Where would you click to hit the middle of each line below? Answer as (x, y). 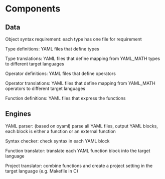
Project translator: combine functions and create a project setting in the (79, 165)
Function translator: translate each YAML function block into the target (78, 150)
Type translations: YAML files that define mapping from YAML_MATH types (83, 58)
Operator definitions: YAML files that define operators (61, 73)
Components (33, 9)
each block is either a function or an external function (61, 131)
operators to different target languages (45, 88)
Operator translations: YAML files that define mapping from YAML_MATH (80, 83)
